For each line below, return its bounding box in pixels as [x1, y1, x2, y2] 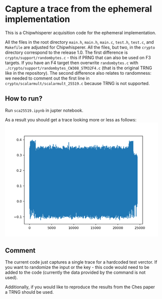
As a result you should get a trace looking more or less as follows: [5, 116, 137, 122]
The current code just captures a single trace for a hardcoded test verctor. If [5, 259, 158, 265]
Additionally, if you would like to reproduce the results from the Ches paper [5, 284, 155, 290]
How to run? [5, 95, 43, 103]
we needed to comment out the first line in [5, 75, 90, 81]
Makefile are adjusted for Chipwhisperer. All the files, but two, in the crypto [5, 44, 155, 50]
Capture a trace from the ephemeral [5, 3, 152, 15]
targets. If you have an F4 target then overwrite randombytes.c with [5, 60, 138, 66]
